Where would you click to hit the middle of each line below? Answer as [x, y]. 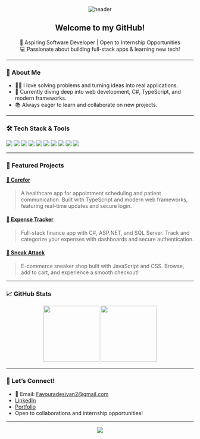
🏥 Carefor [18, 180]
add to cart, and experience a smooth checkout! [79, 272]
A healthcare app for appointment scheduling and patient [91, 193]
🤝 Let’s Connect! [31, 381]
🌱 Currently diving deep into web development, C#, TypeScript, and [98, 92]
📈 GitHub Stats [29, 294]
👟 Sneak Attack [26, 253]
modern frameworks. [40, 98]
